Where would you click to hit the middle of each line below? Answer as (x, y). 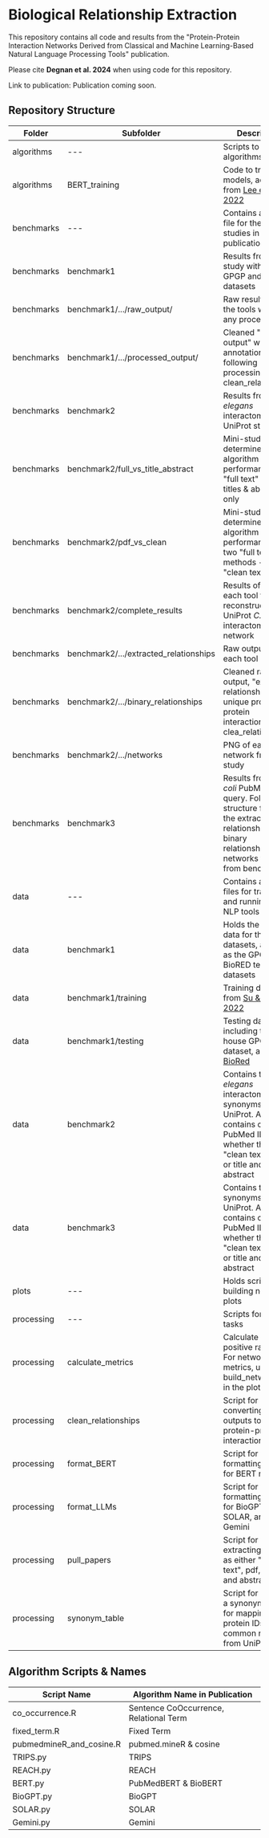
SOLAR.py (31, 1809)
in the (233, 1387)
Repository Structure (62, 110)
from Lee (240, 190)
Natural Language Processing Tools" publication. (89, 54)
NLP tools (241, 911)
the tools (239, 309)
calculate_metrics (100, 1362)
